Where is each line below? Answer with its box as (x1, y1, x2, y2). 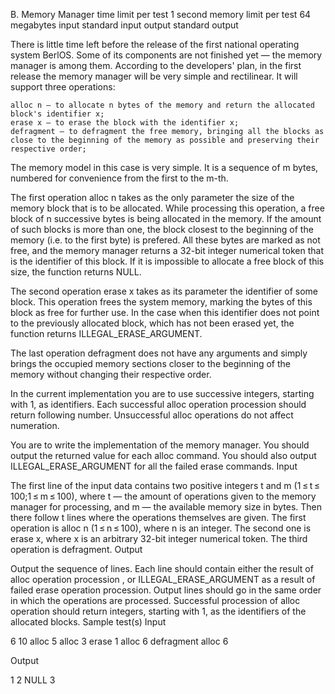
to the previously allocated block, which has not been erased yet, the (10, 317, 295, 329)
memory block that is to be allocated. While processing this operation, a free (10, 202, 325, 214)
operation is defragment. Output (10, 544, 143, 555)
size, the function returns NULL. (10, 266, 142, 278)
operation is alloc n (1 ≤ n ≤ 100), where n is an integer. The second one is (10, 522, 312, 534)
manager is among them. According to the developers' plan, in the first (10, 60, 302, 71)
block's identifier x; (10, 109, 105, 119)
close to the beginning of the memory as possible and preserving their (10, 135, 320, 145)
